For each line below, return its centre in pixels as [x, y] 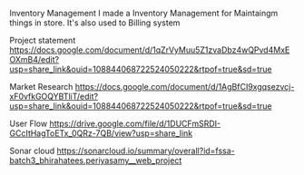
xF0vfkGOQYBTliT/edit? [54, 96]
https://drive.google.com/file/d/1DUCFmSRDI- [135, 123]
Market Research [41, 87]
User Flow [29, 123]
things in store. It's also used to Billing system [95, 23]
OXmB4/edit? [34, 59]
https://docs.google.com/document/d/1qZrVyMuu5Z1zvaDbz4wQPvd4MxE [150, 50]
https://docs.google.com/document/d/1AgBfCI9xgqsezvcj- [185, 87]
